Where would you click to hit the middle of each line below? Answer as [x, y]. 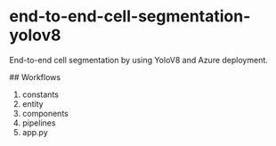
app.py [35, 132]
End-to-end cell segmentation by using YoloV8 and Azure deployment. [139, 60]
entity [32, 103]
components [45, 113]
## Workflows [35, 77]
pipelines [39, 123]
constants [41, 94]
